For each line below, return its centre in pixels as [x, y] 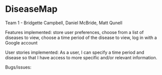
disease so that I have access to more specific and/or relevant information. [81, 57]
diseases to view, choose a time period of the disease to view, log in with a [81, 37]
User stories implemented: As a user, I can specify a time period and [75, 52]
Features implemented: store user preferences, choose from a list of [75, 32]
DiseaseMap [31, 9]
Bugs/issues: [18, 67]
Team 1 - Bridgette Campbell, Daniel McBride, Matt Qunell [64, 23]
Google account [21, 42]
